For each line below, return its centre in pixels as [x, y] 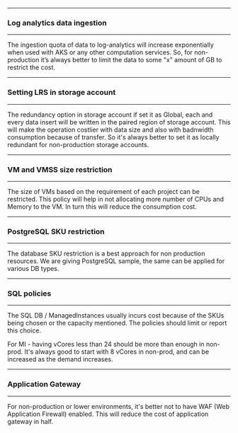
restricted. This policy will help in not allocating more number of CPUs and [116, 199]
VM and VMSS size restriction [60, 169]
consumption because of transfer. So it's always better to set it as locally [113, 137]
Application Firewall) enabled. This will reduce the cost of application [108, 414]
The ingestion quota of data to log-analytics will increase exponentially [110, 45]
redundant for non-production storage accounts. [78, 144]
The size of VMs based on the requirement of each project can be [103, 191]
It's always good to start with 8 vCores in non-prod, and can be [117, 352]
